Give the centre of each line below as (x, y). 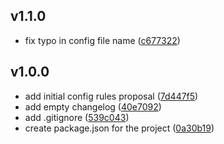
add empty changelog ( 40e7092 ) (93, 106)
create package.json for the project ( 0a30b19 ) (119, 128)
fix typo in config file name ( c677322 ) (102, 40)
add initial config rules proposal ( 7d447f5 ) (111, 96)
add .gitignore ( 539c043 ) (77, 117)
